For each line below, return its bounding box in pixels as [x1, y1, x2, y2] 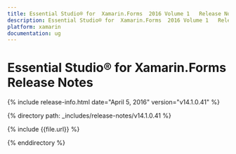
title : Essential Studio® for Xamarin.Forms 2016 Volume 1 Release [7, 10, 221, 17]
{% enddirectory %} [7, 139, 65, 147]
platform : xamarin [7, 23, 61, 30]
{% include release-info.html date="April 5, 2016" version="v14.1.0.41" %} [7, 98, 220, 106]
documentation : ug [7, 29, 61, 37]
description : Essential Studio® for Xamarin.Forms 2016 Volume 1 [7, 17, 209, 24]
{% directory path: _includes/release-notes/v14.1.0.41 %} [7, 111, 172, 120]
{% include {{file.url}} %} [7, 125, 80, 134]
